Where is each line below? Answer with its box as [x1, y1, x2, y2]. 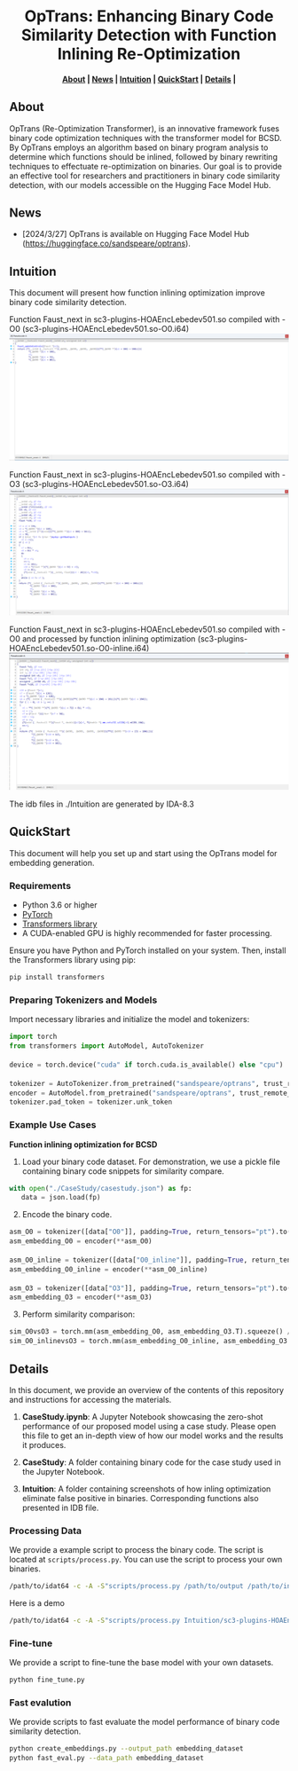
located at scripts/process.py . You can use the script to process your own [9, 1555, 283, 1565]
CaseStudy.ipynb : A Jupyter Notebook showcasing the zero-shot [21, 1411, 263, 1421]
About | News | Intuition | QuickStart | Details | [61, 74, 237, 84]
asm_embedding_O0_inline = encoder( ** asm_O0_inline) [9, 1264, 208, 1274]
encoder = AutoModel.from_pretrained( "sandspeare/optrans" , [9, 1089, 237, 1098]
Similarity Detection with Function [20, 25, 278, 45]
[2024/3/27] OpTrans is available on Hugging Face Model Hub [21, 229, 250, 240]
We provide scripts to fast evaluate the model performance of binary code [9, 1717, 280, 1728]
